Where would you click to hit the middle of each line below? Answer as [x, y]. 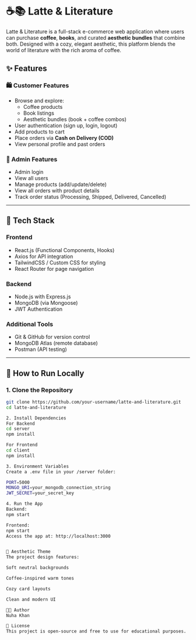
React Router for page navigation [54, 269]
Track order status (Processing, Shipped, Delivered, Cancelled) [90, 197]
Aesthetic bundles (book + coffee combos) [75, 119]
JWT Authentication [38, 309]
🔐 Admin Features [32, 159]
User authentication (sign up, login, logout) [66, 125]
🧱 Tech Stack [30, 221]
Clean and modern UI [31, 599]
